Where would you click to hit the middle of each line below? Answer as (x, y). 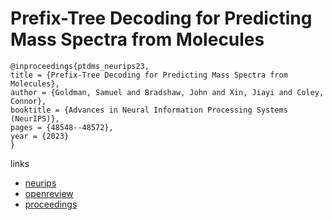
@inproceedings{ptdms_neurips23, (80, 66)
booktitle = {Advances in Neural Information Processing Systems (149, 110)
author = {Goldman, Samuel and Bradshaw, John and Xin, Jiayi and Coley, (167, 92)
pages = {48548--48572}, (62, 127)
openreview (49, 193)
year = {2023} (40, 136)
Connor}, (28, 101)
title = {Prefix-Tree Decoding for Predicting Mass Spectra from (149, 75)
